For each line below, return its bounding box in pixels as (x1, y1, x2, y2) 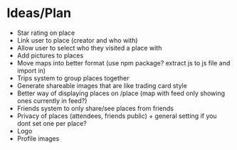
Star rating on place (16, 28, 75, 37)
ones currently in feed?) (16, 96, 88, 105)
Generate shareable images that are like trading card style (16, 81, 188, 90)
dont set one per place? (16, 119, 87, 127)
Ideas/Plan (6, 5, 72, 21)
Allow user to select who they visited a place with (16, 43, 162, 52)
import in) (16, 66, 46, 75)
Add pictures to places (16, 51, 84, 60)
